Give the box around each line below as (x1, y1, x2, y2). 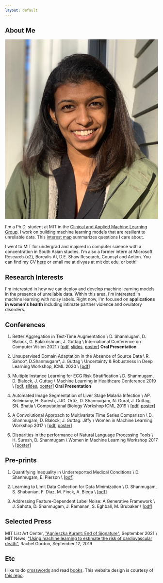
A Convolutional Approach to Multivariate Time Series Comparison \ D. (12, 412, 153, 418)
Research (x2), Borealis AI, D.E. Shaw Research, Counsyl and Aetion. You (5, 254, 151, 260)
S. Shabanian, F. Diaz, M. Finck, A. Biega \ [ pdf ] (12, 488, 107, 494)
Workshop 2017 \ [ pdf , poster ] (12, 423, 72, 428)
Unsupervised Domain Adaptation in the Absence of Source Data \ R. (12, 353, 150, 359)
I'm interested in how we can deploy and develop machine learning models (5, 286, 155, 292)
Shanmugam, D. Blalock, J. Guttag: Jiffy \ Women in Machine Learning (12, 417, 153, 423)
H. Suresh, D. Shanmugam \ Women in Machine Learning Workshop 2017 (12, 437, 158, 443)
